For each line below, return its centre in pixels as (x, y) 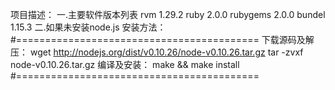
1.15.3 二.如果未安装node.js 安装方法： (88, 27)
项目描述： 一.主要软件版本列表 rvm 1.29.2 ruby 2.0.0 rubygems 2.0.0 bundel (168, 14)
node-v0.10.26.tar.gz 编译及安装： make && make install (125, 64)
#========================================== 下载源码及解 (162, 39)
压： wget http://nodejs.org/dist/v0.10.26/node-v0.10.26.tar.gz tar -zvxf (157, 52)
